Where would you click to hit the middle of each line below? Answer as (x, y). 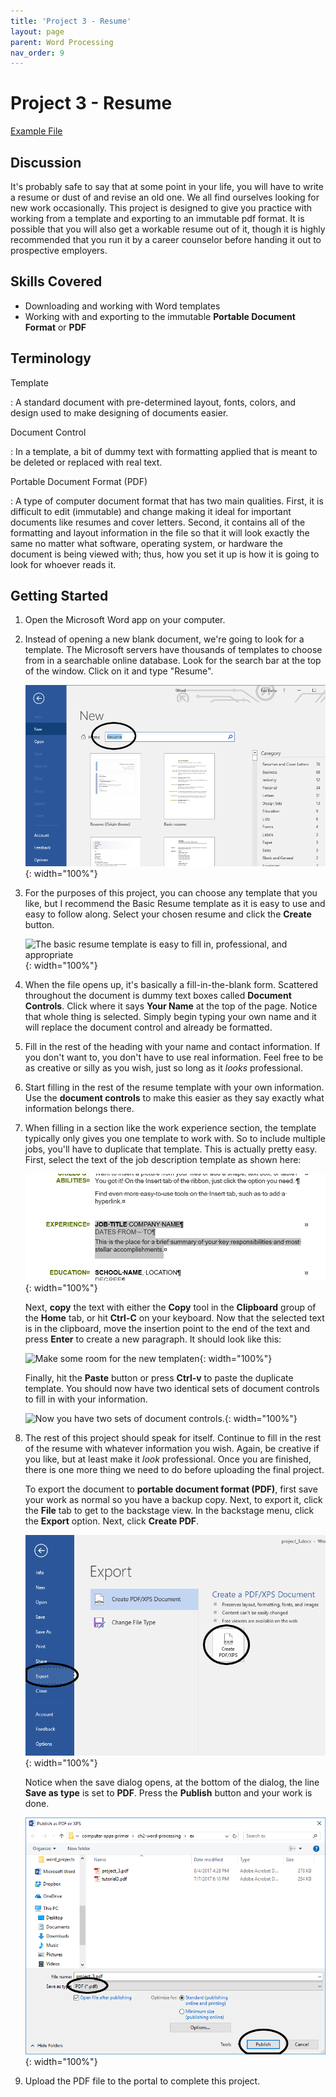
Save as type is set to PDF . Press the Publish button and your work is (168, 1793)
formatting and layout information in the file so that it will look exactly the (160, 532)
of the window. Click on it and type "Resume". (119, 671)
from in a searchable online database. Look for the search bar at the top (173, 661)
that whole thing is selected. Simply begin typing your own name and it (170, 1017)
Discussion (46, 162)
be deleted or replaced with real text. (86, 462)
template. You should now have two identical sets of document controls (172, 1388)
